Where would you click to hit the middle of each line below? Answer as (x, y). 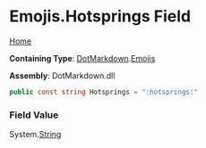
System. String (35, 135)
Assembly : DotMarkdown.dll (62, 75)
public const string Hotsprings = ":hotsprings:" (104, 92)
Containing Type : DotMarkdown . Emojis (82, 58)
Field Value (34, 115)
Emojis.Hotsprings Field (100, 16)
